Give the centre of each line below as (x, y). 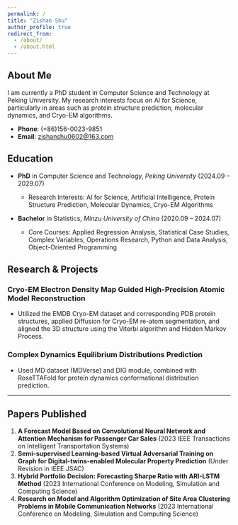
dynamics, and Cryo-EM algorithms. (60, 115)
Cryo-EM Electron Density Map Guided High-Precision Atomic (116, 289)
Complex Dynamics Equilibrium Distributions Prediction (105, 355)
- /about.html (34, 47)
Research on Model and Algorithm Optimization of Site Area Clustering (124, 499)
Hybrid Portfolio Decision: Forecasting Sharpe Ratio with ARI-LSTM (119, 476)
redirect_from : (30, 34)
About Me (29, 75)
